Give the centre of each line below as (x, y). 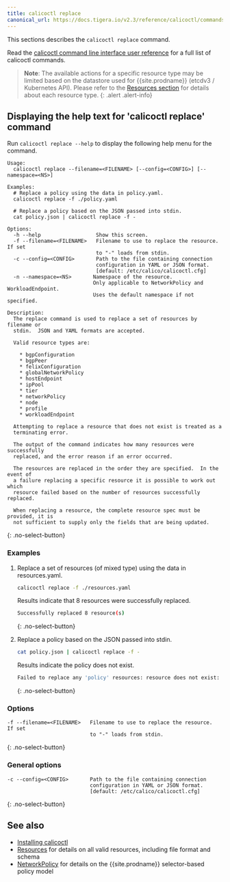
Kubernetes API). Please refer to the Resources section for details (116, 88)
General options (34, 765)
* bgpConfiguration (47, 355)
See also (26, 826)
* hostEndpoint (41, 379)
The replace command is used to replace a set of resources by (105, 319)
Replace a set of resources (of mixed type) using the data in (101, 568)
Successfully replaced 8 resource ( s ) (71, 613)
